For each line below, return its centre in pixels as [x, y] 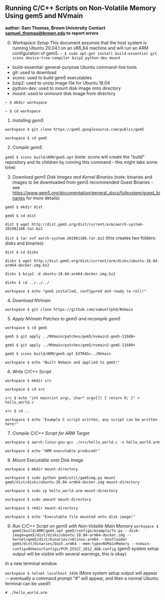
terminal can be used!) [28, 583]
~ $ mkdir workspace [26, 102]
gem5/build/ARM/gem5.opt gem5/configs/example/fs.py [67, 531]
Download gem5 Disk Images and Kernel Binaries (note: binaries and [82, 177]
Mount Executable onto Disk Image [48, 460]
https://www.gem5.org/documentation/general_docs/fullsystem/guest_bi [86, 193]
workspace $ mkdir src [28, 381]
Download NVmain [31, 300]
